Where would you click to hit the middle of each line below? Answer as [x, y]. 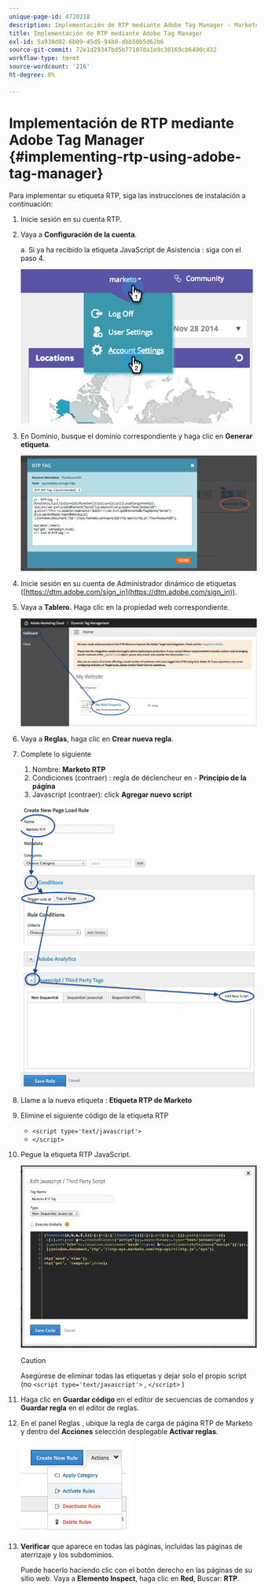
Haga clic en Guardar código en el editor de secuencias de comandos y [137, 1399]
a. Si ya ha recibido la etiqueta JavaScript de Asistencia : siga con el [131, 249]
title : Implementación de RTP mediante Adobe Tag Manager [106, 33]
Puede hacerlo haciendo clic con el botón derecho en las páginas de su [136, 1570]
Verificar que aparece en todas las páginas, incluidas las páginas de [131, 1547]
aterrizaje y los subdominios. [67, 1555]
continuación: [31, 204]
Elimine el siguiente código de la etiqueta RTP [94, 1115]
